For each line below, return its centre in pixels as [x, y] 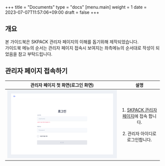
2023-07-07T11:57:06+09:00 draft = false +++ [52, 12]
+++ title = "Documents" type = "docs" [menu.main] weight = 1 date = [76, 7]
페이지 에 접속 [135, 116]
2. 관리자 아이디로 [139, 133]
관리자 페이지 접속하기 [36, 71]
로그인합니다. [139, 139]
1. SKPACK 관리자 [139, 110]
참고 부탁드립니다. [35, 54]
